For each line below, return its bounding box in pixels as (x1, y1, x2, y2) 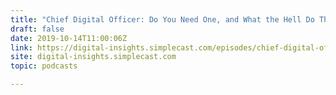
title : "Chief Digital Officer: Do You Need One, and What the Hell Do (10, 14, 315, 25)
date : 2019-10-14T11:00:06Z (10, 33, 128, 43)
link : (10, 42, 33, 53)
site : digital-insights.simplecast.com (10, 52, 177, 62)
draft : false (10, 24, 65, 34)
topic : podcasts (10, 61, 78, 71)
